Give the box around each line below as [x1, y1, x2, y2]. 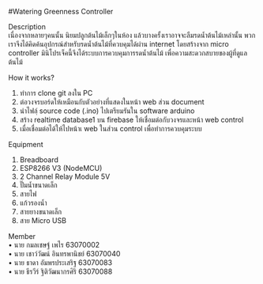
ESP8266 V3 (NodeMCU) [19, 164, 103, 172]
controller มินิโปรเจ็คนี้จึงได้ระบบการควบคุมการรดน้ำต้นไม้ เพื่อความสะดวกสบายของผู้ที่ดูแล [8, 48, 247, 58]
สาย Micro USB [19, 216, 67, 225]
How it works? [8, 73, 55, 82]
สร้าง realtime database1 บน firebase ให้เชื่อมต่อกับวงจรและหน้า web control [19, 115, 244, 124]
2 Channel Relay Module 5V [19, 172, 111, 181]
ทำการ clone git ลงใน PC [19, 89, 93, 97]
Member [8, 232, 36, 240]
